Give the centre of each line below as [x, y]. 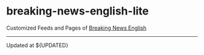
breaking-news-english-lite [77, 11]
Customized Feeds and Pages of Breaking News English [76, 28]
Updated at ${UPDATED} [37, 45]
